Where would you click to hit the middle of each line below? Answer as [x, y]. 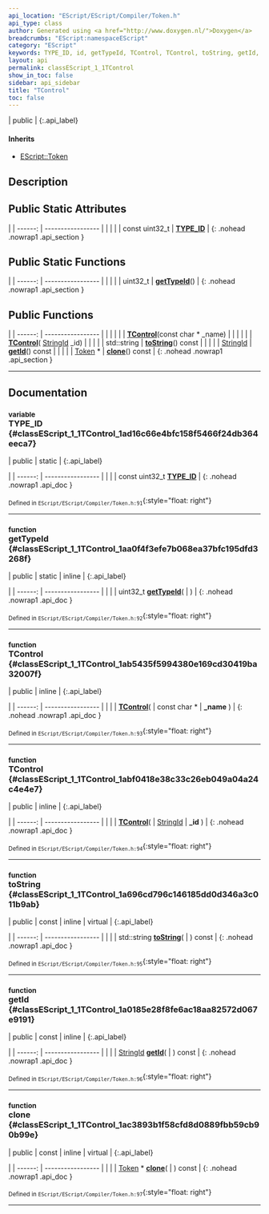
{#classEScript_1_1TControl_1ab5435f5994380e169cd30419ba [133, 663]
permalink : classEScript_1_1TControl [71, 68]
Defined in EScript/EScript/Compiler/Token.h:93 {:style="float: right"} [110, 732]
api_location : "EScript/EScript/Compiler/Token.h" [94, 16]
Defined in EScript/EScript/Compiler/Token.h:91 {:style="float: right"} [110, 501]
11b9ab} [24, 904]
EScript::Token [44, 156]
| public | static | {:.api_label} [55, 461]
